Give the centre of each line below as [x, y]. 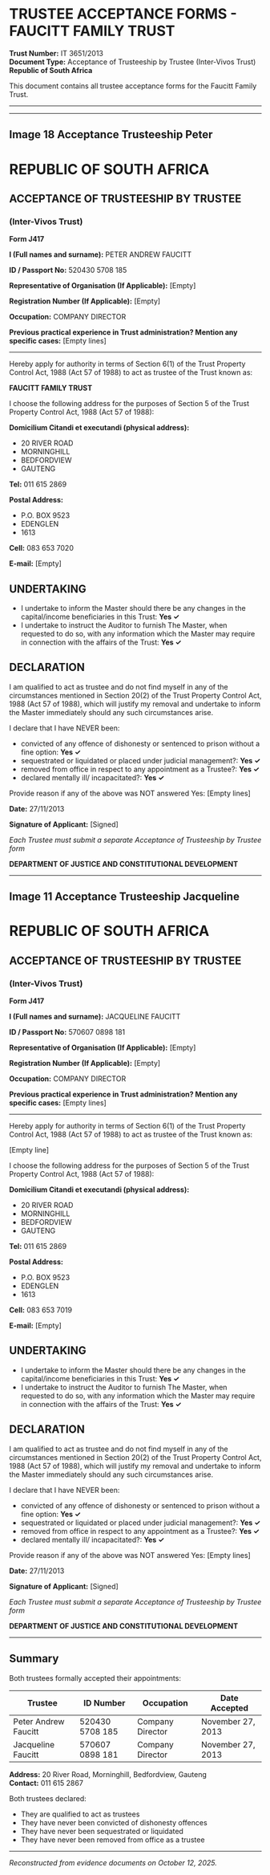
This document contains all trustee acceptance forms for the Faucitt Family [133, 86]
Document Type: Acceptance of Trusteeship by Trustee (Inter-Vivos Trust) [133, 62]
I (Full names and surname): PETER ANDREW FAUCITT [101, 254]
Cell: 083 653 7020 [42, 548]
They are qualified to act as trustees [80, 1814]
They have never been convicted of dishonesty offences [114, 1822]
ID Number [105, 1702]
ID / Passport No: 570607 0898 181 [67, 1032]
